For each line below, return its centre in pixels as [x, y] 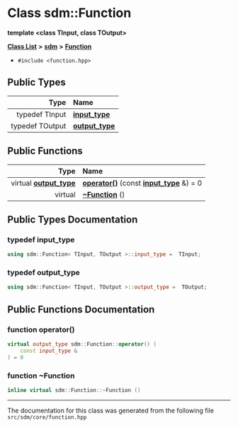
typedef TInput [41, 114]
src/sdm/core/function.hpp [47, 417]
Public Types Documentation [73, 219]
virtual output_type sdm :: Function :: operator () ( [82, 344]
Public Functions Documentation [81, 309]
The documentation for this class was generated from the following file [111, 410]
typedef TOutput [39, 125]
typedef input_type [41, 240]
